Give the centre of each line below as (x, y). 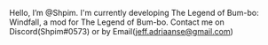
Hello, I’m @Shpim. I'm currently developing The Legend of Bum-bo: (134, 13)
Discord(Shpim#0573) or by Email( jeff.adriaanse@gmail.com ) (121, 31)
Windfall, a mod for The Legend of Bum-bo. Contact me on (117, 22)
